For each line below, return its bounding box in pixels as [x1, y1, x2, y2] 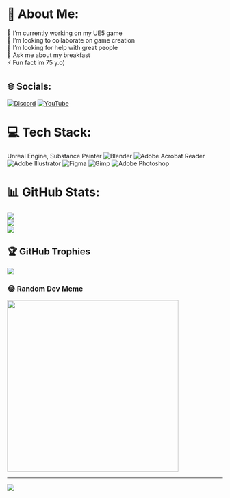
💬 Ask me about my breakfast [7, 51, 90, 59]
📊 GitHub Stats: [7, 185, 101, 200]
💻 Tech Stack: [7, 124, 92, 140]
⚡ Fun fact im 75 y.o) [7, 58, 65, 67]
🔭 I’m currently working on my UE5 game [7, 29, 123, 37]
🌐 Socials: [7, 81, 52, 93]
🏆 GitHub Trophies [7, 246, 91, 258]
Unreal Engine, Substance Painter [7, 152, 102, 160]
